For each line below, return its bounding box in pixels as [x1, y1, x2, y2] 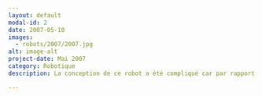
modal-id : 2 [8, 19, 47, 27]
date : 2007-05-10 [8, 26, 65, 34]
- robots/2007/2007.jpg [15, 41, 93, 48]
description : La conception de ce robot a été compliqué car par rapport [8, 69, 256, 77]
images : [8, 33, 34, 41]
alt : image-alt [8, 48, 58, 55]
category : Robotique [8, 62, 76, 70]
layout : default [8, 11, 61, 20]
